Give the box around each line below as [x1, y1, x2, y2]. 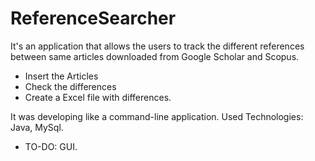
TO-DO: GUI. [24, 140, 78, 152]
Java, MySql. [10, 121, 64, 133]
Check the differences [24, 80, 117, 92]
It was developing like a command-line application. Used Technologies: [10, 110, 304, 122]
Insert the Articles [24, 70, 99, 82]
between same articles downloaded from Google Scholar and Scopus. [10, 50, 300, 62]
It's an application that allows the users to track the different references [10, 40, 305, 52]
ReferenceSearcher [10, 7, 177, 30]
